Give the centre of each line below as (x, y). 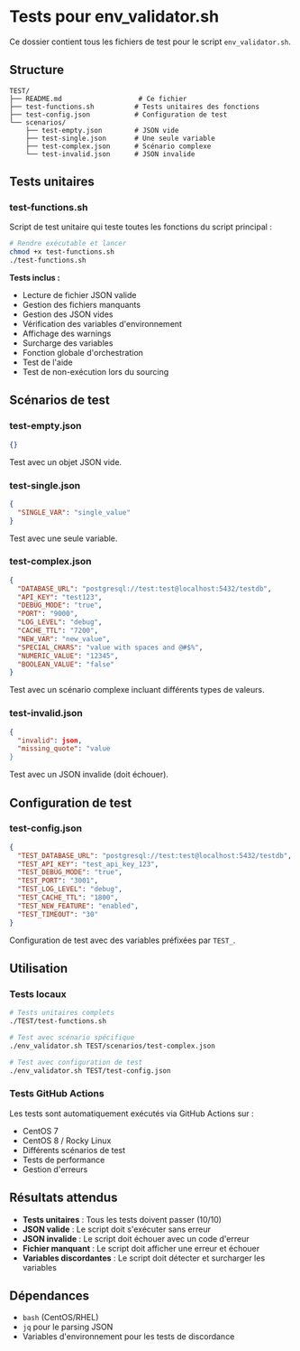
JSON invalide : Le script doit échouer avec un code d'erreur (136, 1238)
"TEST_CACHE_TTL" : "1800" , (68, 898)
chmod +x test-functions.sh (62, 252)
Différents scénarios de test (74, 1150)
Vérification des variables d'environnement (102, 324)
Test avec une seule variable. (64, 538)
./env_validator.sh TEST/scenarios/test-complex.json (113, 1046)
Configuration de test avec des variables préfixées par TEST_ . (123, 940)
